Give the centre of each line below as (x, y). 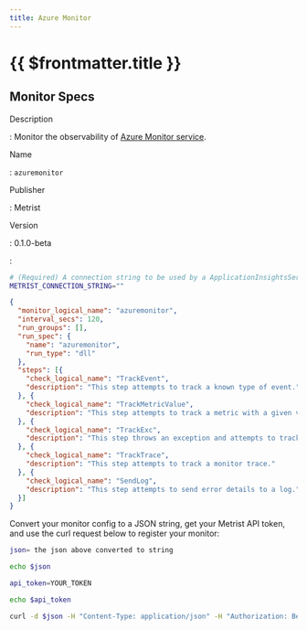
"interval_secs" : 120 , (61, 320)
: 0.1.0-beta (31, 242)
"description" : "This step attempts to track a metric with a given (159, 412)
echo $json (30, 567)
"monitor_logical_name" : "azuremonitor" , (98, 311)
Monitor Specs (52, 97)
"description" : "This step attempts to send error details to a (151, 489)
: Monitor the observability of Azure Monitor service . (108, 136)
